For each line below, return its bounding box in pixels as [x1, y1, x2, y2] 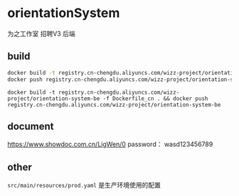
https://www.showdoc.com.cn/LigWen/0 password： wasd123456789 [7, 140, 213, 148]
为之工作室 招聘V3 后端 [7, 29, 76, 38]
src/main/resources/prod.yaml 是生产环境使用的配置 [7, 181, 161, 190]
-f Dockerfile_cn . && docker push [102, 94, 208, 102]
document [7, 120, 54, 132]
